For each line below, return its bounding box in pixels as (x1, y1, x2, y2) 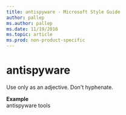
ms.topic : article (6, 32, 53, 38)
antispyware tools (6, 102, 51, 109)
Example (6, 95, 29, 102)
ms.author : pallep (6, 20, 53, 26)
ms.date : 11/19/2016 (6, 26, 59, 32)
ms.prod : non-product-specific (6, 37, 85, 43)
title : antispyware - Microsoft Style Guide (6, 9, 121, 15)
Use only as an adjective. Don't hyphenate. (6, 83, 113, 91)
